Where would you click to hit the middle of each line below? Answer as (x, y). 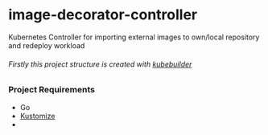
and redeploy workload (47, 45)
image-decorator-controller (103, 15)
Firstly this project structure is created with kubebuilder (100, 64)
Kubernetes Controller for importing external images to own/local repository (134, 37)
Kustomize (37, 116)
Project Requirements (52, 90)
